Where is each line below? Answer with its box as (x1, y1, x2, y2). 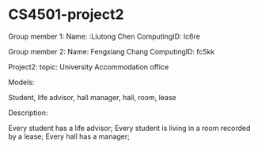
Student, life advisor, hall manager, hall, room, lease (8, 92, 176, 102)
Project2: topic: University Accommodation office (8, 61, 169, 72)
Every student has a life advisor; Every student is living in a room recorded (8, 123, 251, 132)
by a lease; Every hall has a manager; (8, 132, 131, 141)
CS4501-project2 (8, 6, 124, 24)
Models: (8, 77, 35, 87)
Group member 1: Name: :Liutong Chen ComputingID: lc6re (8, 32, 200, 41)
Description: (8, 108, 48, 117)
